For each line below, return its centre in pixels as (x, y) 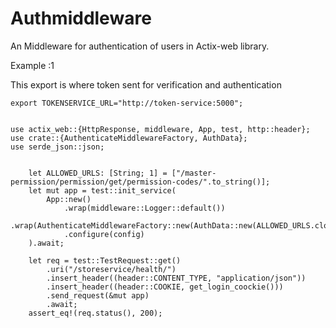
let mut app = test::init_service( (102, 190)
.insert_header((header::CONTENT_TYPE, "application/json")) (176, 278)
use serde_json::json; (57, 147)
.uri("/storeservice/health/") (111, 269)
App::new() (69, 199)
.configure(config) (104, 234)
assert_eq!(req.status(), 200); (95, 313)
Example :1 (32, 65)
